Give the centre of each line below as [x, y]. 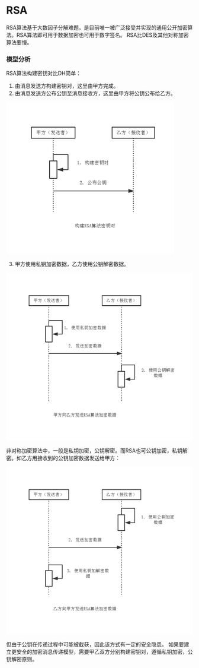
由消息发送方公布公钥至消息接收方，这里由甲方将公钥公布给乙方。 [95, 93]
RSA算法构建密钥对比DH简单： [44, 73]
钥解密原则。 [22, 659]
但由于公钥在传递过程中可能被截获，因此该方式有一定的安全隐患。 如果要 [95, 644]
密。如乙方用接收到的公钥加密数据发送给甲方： [63, 458]
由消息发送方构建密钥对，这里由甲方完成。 [67, 86]
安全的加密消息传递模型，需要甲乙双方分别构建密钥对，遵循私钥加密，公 [105, 652]
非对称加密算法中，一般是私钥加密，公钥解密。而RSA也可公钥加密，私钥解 [97, 450]
